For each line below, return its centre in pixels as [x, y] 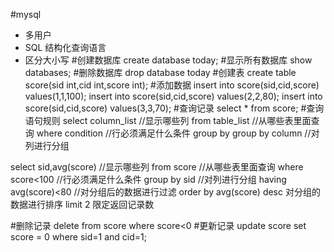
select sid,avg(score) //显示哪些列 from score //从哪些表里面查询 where [157, 167]
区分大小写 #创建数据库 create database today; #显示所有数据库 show [168, 60]
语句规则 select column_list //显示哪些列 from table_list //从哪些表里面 [168, 120]
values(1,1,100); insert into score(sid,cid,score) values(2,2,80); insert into [173, 96]
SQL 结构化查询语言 [65, 47]
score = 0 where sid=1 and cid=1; [78, 237]
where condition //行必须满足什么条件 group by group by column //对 [178, 133]
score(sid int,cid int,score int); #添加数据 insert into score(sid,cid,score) [172, 85]
